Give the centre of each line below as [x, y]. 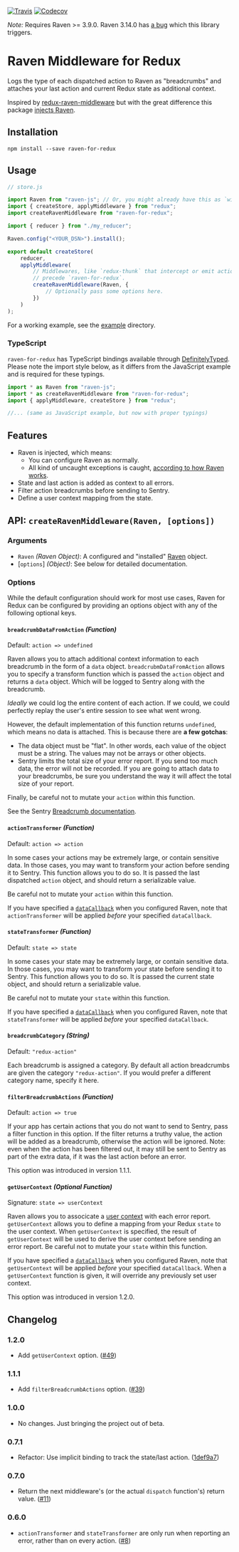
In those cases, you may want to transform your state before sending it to [115, 969]
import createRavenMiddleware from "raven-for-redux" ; [90, 213]
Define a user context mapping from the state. [85, 498]
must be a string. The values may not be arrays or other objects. [112, 754]
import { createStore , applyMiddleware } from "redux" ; [92, 207]
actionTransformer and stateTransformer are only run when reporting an [123, 1533]
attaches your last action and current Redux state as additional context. [112, 88]
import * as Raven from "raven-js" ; [62, 387]
